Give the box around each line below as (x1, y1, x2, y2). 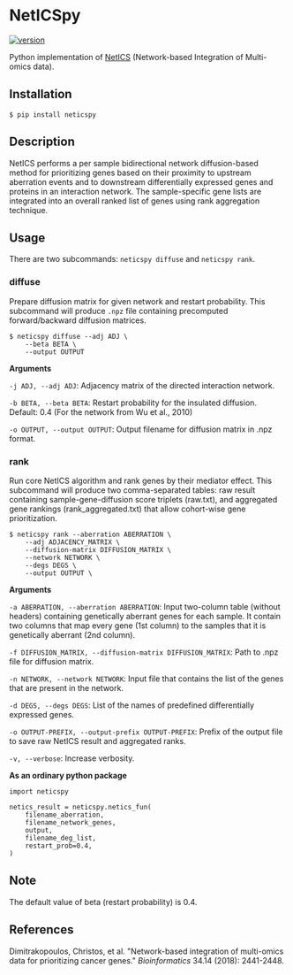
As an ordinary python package (9, 770, 128, 780)
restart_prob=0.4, (25, 841, 93, 850)
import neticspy (9, 787, 69, 796)
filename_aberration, (25, 810, 104, 819)
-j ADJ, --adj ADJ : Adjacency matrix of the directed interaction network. (9, 380, 275, 390)
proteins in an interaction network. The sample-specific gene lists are (9, 186, 262, 196)
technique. (9, 204, 49, 215)
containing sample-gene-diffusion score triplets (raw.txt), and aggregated (9, 494, 278, 504)
